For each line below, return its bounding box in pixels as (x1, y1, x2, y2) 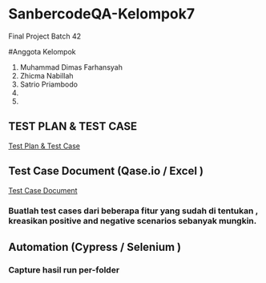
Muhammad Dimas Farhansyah (19, 62, 123, 72)
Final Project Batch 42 (8, 31, 82, 41)
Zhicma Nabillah (19, 71, 74, 80)
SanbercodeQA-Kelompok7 (8, 5, 195, 23)
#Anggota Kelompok (8, 46, 76, 56)
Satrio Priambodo (19, 79, 79, 89)
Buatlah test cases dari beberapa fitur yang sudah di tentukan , (8, 205, 259, 216)
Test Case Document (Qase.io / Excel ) (8, 164, 204, 178)
